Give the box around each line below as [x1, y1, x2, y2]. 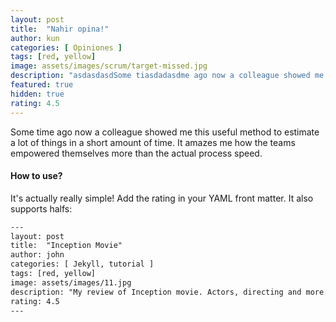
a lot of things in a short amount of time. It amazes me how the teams [10, 136, 296, 148]
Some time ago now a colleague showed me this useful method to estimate [10, 126, 320, 138]
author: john [10, 250, 65, 260]
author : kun [10, 33, 60, 43]
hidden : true [10, 89, 65, 99]
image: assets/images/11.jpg [10, 277, 132, 288]
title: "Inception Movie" [10, 241, 123, 251]
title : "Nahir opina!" [10, 24, 110, 34]
